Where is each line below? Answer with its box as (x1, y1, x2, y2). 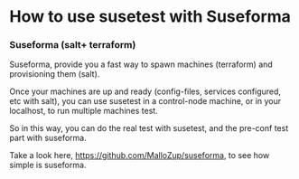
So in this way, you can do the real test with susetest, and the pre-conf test (9, 123, 289, 134)
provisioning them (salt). (9, 69, 100, 80)
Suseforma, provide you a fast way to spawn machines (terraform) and (9, 59, 273, 70)
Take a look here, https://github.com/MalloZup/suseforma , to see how (9, 150, 270, 161)
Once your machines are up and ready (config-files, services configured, (9, 86, 282, 97)
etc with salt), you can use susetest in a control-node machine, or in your (9, 96, 282, 107)
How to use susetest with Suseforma (9, 6, 292, 27)
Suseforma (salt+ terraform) (9, 39, 136, 52)
